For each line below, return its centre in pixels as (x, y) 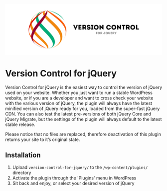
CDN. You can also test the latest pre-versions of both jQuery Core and (78, 113)
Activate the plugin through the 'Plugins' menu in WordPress (74, 178)
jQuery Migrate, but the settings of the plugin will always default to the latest (83, 119)
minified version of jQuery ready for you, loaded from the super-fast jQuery (83, 108)
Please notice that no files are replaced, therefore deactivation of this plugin (83, 134)
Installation (23, 155)
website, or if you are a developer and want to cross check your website (79, 98)
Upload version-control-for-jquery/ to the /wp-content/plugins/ (80, 167)
